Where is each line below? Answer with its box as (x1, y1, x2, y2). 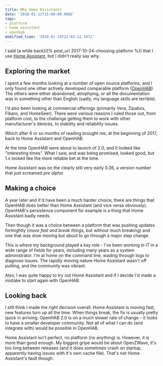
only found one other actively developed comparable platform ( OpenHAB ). (5, 85, 155, 91)
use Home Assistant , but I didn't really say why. (5, 53, 100, 59)
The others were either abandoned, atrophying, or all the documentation (5, 90, 150, 96)
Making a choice (5, 184, 56, 193)
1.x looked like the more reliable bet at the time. (5, 155, 100, 161)
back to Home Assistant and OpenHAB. (5, 135, 84, 141)
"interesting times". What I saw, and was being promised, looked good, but (5, 150, 155, 156)
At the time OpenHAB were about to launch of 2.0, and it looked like (5, 145, 141, 151)
